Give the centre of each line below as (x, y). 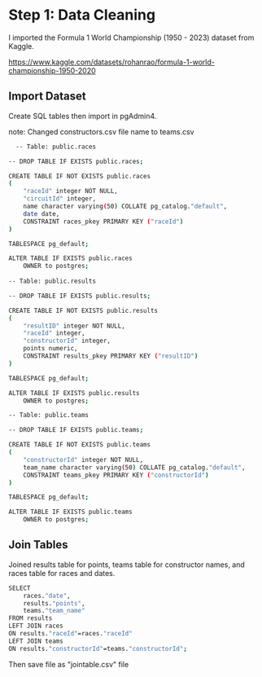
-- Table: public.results (52, 281)
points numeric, (51, 349)
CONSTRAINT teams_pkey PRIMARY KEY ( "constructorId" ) (116, 475)
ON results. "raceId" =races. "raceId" (70, 634)
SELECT (20, 588)
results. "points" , (54, 603)
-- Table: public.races (56, 147)
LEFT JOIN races (36, 626)
